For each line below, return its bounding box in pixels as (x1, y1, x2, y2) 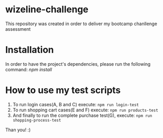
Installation (5, 44, 54, 56)
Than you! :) (5, 127, 31, 133)
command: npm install (5, 66, 52, 72)
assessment (5, 26, 31, 32)
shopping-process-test (12, 117, 61, 123)
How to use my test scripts (5, 85, 121, 96)
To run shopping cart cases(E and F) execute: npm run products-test (12, 107, 158, 113)
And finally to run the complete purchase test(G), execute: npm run (12, 112, 152, 119)
